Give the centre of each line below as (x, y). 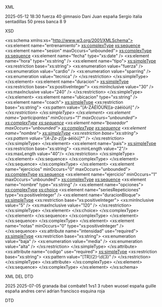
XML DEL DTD (19, 276)
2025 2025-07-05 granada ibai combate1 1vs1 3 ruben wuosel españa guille (81, 286)
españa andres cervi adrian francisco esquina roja (55, 291)
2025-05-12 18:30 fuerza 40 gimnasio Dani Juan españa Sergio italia (74, 16)
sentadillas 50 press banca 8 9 (36, 22)
